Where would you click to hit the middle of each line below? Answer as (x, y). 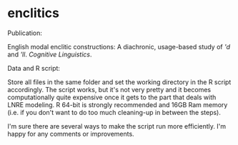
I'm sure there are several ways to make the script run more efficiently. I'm (117, 126)
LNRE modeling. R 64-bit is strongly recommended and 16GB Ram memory (118, 104)
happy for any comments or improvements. (71, 134)
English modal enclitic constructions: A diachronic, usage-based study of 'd (119, 46)
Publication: (25, 33)
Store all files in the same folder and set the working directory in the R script (119, 82)
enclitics (33, 13)
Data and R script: (34, 68)
